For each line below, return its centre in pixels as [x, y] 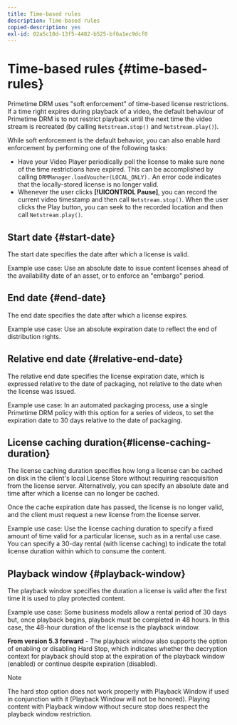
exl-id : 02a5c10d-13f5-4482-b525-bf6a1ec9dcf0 [78, 34]
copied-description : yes [44, 27]
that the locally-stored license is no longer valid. [88, 184]
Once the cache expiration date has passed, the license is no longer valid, [116, 507]
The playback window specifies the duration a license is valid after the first [117, 591]
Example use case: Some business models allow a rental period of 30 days [117, 612]
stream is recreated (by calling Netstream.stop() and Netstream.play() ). [113, 127]
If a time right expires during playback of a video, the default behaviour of [116, 112]
